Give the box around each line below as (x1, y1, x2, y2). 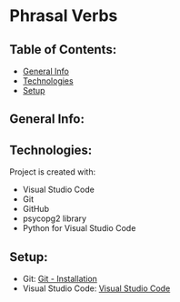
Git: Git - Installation (22, 274, 98, 285)
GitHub (22, 204, 50, 215)
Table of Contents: (9, 42, 117, 57)
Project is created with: (9, 166, 96, 177)
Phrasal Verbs (9, 5, 118, 26)
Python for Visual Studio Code (22, 223, 136, 234)
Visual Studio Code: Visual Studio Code (22, 283, 171, 294)
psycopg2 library (22, 213, 87, 224)
